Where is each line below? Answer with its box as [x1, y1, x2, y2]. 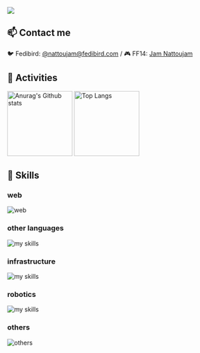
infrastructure [7, 257, 56, 266]
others [7, 322, 30, 332]
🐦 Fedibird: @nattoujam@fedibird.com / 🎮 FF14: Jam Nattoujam [7, 49, 193, 58]
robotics [7, 289, 36, 299]
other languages [7, 223, 64, 233]
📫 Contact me [7, 27, 71, 39]
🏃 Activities [7, 72, 58, 84]
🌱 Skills [7, 170, 40, 182]
